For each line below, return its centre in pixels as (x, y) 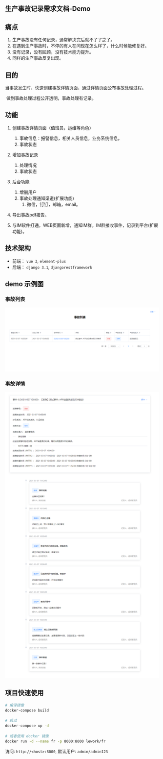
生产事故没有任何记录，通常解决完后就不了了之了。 (63, 40)
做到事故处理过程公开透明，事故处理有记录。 (51, 98)
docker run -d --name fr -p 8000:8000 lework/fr (55, 741)
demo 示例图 (24, 284)
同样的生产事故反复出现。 (38, 58)
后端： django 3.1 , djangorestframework (52, 267)
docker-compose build (27, 710)
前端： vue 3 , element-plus (39, 261)
